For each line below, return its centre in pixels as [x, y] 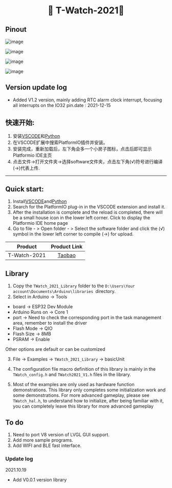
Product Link [67, 247]
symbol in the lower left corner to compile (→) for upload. [73, 234]
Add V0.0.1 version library [40, 480]
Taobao [67, 256]
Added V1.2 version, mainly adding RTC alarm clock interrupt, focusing [87, 100]
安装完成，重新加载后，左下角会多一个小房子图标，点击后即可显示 [82, 148]
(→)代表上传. [26, 168]
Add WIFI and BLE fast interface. [47, 445]
